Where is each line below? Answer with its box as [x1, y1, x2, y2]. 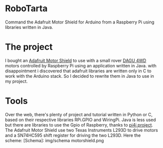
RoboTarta [5, 3, 48, 14]
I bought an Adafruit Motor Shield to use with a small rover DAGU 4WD [5, 57, 146, 63]
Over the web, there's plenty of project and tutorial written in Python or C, [5, 111, 153, 117]
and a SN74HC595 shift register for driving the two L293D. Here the [5, 132, 141, 138]
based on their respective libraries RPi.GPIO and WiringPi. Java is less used [5, 117, 156, 123]
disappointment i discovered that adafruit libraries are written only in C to [5, 68, 152, 74]
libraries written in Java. [5, 24, 54, 30]
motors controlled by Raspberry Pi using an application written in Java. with [5, 63, 157, 68]
